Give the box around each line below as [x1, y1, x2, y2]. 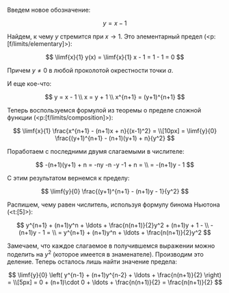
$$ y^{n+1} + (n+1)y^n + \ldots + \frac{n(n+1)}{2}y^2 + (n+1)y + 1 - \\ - [16, 221, 214, 229]
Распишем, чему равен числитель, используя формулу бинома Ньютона [7, 200, 220, 209]
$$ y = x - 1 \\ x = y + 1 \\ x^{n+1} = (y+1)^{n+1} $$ [44, 93, 185, 101]
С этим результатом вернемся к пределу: [7, 174, 130, 182]
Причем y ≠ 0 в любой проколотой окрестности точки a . [7, 67, 174, 74]
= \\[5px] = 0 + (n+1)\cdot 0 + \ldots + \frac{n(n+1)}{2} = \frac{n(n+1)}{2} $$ [7, 278, 223, 286]
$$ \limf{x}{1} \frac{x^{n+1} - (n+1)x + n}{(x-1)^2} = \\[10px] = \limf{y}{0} [12, 127, 217, 134]
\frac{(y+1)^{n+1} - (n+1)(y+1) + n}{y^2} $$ [54, 134, 176, 142]
